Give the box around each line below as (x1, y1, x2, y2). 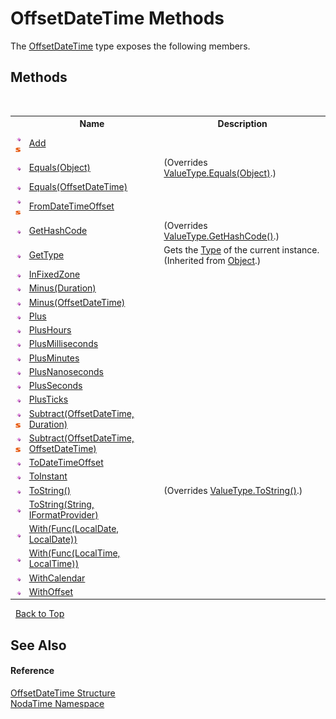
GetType (28, 249, 65, 261)
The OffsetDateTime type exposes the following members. (10, 40, 251, 52)
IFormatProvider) (28, 508, 99, 521)
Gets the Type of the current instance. (163, 243, 320, 256)
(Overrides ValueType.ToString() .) (163, 484, 303, 496)
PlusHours (28, 324, 72, 336)
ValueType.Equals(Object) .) (163, 167, 277, 179)
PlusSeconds (28, 380, 83, 391)
